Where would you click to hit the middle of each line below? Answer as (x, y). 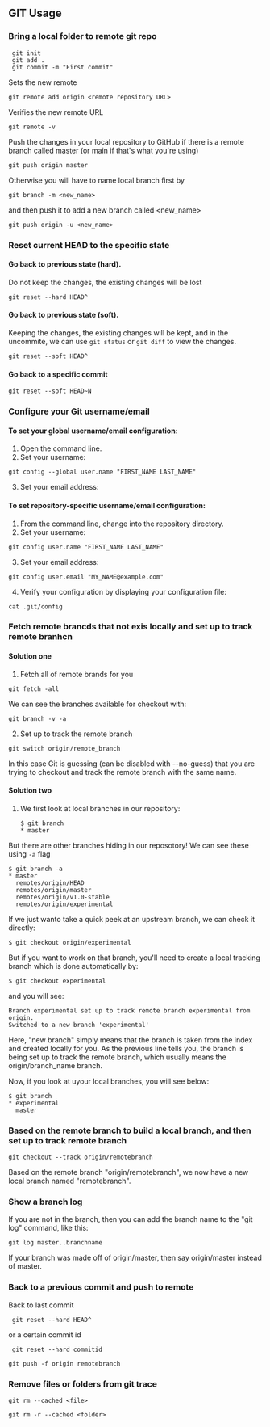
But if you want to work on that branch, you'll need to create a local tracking (134, 958)
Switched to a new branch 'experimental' (79, 1025)
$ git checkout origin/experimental (70, 942)
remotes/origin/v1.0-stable (63, 897)
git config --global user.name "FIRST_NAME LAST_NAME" (102, 472)
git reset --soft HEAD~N (50, 391)
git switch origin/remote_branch (64, 748)
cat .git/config (35, 606)
